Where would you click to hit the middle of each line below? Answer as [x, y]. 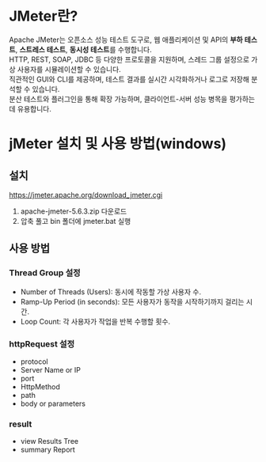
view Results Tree [49, 441]
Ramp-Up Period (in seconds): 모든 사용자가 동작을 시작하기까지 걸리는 [132, 301]
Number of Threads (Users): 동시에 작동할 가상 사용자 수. [110, 292]
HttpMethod [40, 386]
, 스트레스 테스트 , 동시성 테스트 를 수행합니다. [84, 49]
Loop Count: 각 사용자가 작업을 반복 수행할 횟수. [95, 321]
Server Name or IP [51, 369]
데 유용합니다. [30, 108]
